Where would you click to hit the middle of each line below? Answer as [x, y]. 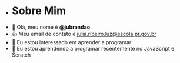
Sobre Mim [39, 11]
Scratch [21, 55]
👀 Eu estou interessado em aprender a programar [71, 42]
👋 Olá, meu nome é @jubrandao [51, 27]
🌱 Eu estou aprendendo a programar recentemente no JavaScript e [93, 48]
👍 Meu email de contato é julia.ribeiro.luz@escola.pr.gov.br [84, 34]
